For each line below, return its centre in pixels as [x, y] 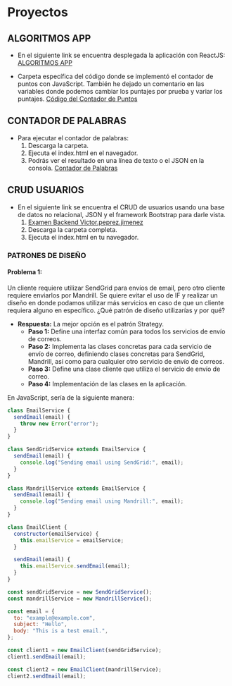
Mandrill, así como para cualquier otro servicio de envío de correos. [126, 361]
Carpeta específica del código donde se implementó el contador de [115, 76]
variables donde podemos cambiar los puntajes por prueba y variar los [120, 91]
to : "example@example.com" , [55, 618]
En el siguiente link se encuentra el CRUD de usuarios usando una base [121, 207]
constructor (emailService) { [56, 534]
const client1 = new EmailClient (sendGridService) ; [84, 650]
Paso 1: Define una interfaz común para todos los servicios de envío [127, 331]
